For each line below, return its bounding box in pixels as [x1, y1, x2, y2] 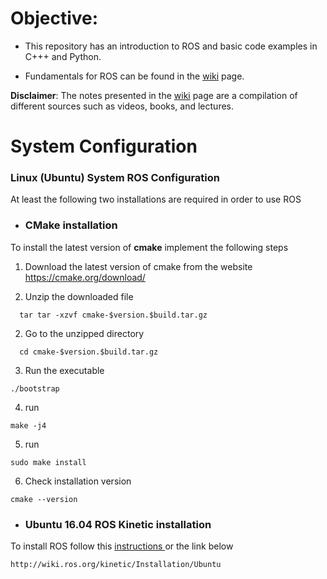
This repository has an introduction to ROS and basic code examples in [24, 40, 318, 52]
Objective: [10, 7, 99, 30]
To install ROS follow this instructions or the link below [10, 540, 234, 552]
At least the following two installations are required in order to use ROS [10, 193, 302, 206]
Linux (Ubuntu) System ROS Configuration [10, 171, 220, 185]
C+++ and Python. [24, 50, 102, 62]
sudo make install [10, 457, 87, 467]
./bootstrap [10, 383, 60, 394]
